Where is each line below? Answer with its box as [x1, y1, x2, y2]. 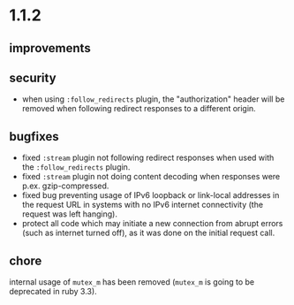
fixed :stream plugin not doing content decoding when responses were [21, 172, 281, 182]
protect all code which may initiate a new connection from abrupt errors [21, 218, 283, 229]
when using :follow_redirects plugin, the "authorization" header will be [21, 94, 285, 104]
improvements [9, 41, 91, 56]
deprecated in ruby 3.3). [9, 286, 97, 297]
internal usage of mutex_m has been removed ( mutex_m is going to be [9, 277, 255, 287]
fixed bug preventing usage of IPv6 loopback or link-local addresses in [21, 190, 280, 201]
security [9, 70, 57, 85]
